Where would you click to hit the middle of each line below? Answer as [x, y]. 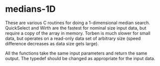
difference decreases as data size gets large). [52, 43]
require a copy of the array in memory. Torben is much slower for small [78, 33]
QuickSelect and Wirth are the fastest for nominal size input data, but [76, 28]
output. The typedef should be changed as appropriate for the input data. [80, 58]
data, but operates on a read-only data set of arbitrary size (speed [73, 38]
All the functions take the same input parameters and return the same [76, 53]
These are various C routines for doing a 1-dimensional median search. [78, 23]
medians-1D [31, 9]
